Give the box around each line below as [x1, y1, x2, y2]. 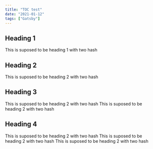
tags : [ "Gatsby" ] [5, 16, 40, 21]
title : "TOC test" [5, 7, 42, 12]
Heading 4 [5, 120, 37, 129]
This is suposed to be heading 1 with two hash [5, 47, 98, 53]
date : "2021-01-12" [5, 12, 45, 17]
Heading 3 [5, 88, 37, 96]
